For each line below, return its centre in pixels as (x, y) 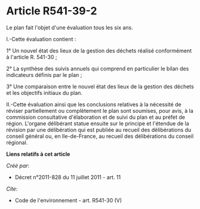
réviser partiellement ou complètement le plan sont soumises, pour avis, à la (100, 110)
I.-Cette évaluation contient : (41, 39)
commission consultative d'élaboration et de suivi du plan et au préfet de (96, 117)
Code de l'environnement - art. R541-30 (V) (68, 200)
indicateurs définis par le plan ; (44, 75)
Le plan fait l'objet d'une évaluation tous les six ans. (70, 27)
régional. (17, 142)
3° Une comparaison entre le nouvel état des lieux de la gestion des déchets (100, 86)
